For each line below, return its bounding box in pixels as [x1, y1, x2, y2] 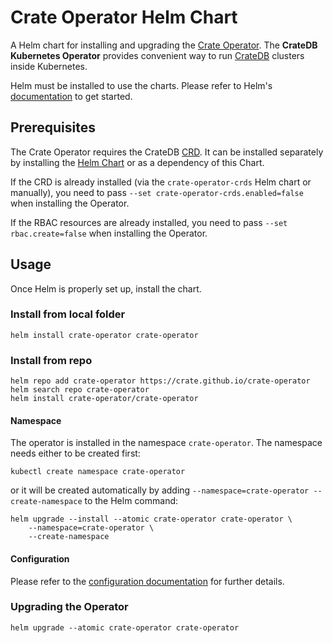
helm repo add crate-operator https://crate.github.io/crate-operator [10, 376, 311, 386]
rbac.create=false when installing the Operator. [10, 227, 208, 239]
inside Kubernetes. [10, 60, 88, 72]
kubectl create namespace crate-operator [10, 467, 186, 477]
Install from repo [10, 353, 93, 367]
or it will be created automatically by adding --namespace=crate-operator [10, 484, 310, 496]
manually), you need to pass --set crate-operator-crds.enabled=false [10, 186, 304, 198]
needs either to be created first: [10, 447, 141, 460]
